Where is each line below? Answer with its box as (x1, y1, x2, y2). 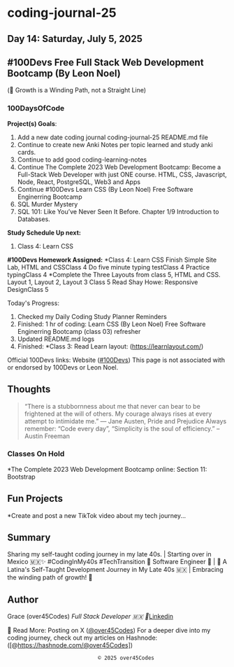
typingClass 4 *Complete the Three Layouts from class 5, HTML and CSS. (7, 270, 221, 279)
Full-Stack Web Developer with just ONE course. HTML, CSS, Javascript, (17, 170, 227, 178)
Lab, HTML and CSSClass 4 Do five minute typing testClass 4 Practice (7, 262, 210, 271)
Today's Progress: (7, 299, 59, 307)
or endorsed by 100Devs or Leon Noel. (7, 363, 119, 372)
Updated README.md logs (17, 335, 95, 343)
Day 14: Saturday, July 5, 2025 (7, 33, 143, 45)
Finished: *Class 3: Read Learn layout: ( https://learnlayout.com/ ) (17, 342, 204, 351)
